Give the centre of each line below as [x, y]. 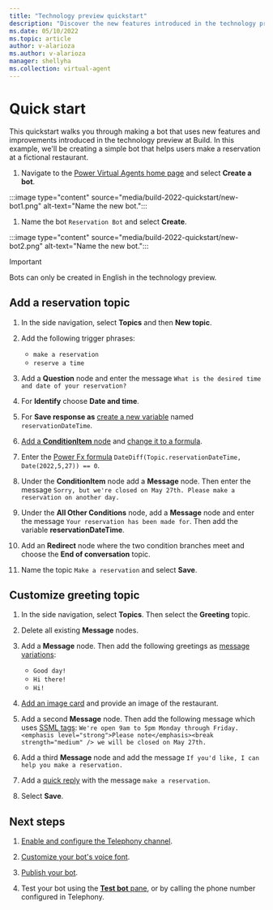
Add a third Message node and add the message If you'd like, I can [140, 758]
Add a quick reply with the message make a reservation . [115, 780]
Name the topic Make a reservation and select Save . [109, 569]
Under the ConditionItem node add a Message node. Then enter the [136, 481]
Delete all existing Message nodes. [79, 630]
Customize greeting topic [75, 595]
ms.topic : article [40, 39]
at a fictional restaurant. [49, 157]
